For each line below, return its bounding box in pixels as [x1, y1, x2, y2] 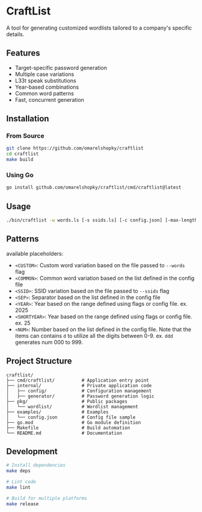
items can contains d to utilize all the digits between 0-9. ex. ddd [14, 332, 173, 339]
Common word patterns [14, 89, 74, 97]
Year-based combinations [14, 83, 79, 90]
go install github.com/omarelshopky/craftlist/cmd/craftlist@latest [6, 185, 182, 191]
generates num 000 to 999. [14, 338, 83, 346]
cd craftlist [6, 151, 39, 157]
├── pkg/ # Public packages [6, 398, 128, 405]
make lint [6, 484, 31, 490]
